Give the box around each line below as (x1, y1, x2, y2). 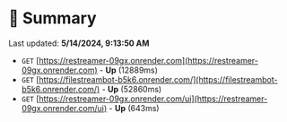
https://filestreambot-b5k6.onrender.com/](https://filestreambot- (39, 74, 278, 84)
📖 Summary (8, 8, 97, 29)
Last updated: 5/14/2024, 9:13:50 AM (8, 38, 150, 48)
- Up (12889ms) (99, 65, 159, 75)
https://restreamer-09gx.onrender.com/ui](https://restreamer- (39, 93, 268, 104)
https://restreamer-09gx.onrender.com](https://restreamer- (39, 55, 259, 65)
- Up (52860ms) (101, 83, 162, 94)
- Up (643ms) (109, 102, 160, 113)
